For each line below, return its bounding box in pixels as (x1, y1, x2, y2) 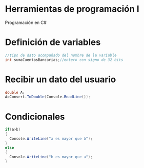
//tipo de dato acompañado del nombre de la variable (5, 53, 117, 58)
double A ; (5, 90, 25, 95)
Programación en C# (5, 20, 47, 25)
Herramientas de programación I (5, 3, 140, 15)
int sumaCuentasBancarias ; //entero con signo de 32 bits (5, 57, 123, 62)
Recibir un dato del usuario (5, 74, 116, 85)
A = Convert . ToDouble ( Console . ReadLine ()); (5, 94, 91, 100)
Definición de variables (5, 37, 101, 48)
